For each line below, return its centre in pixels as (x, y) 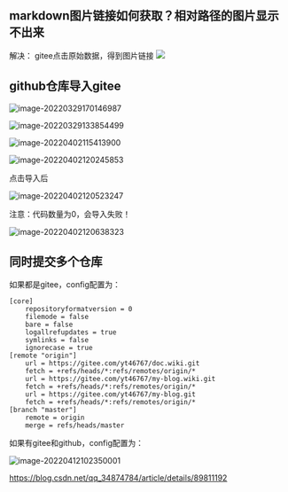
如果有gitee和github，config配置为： (77, 443)
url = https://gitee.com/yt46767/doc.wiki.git (113, 363)
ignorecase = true (59, 348)
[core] (21, 301)
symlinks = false (57, 340)
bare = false (49, 325)
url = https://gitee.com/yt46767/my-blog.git (111, 394)
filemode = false (57, 317)
